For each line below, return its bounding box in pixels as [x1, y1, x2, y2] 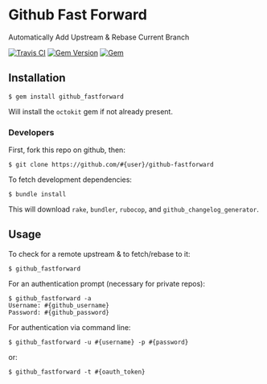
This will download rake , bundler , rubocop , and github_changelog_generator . [8, 204, 260, 214]
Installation [8, 71, 66, 85]
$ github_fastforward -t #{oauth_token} [8, 368, 146, 376]
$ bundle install [8, 191, 67, 199]
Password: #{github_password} [8, 308, 110, 316]
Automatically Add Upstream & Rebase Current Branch [8, 32, 190, 42]
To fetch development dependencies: [8, 175, 133, 184]
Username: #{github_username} [8, 301, 110, 309]
